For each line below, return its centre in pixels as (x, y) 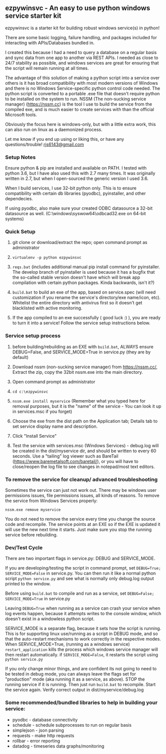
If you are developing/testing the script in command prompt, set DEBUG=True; (83, 568)
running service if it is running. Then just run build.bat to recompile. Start (81, 685)
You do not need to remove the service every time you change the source (80, 519)
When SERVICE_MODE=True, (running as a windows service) (68, 644)
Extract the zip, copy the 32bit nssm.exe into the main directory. (78, 372)
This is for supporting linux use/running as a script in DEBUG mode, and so (82, 634)
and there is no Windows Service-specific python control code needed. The (83, 88)
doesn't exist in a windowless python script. (50, 619)
